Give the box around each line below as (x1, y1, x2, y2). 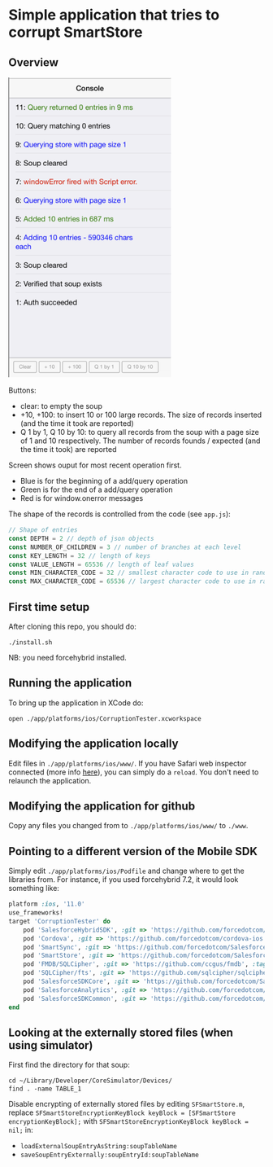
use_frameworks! (8, 909, 63, 917)
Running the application (8, 676, 132, 690)
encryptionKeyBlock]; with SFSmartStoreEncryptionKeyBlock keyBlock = (8, 1117, 249, 1126)
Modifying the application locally (8, 737, 179, 751)
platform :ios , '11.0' (8, 900, 85, 909)
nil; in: (8, 1125, 34, 1135)
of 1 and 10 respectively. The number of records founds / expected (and (19, 436, 261, 445)
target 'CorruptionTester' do (8, 917, 111, 925)
